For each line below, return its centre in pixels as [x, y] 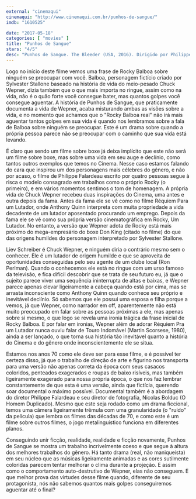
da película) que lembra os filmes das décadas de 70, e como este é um [92, 416]
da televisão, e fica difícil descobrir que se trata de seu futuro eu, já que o [95, 274]
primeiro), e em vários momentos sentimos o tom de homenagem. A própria [97, 188]
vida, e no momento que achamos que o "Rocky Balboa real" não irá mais [94, 115]
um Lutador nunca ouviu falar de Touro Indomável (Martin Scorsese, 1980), [96, 330]
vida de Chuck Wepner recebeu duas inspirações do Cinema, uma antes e [95, 194]
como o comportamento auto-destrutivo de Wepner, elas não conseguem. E [97, 471]
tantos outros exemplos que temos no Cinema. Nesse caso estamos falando [98, 163]
